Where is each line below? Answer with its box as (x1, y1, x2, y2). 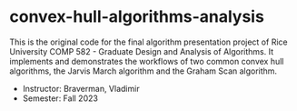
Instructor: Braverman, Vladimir (22, 83, 140, 94)
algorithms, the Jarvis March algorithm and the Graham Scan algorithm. (9, 66, 278, 76)
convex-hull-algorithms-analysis (9, 6, 265, 27)
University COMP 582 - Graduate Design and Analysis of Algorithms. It (9, 45, 274, 56)
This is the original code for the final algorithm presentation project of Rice (9, 36, 288, 47)
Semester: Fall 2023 (22, 93, 98, 104)
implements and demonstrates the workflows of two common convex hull (9, 55, 284, 66)
